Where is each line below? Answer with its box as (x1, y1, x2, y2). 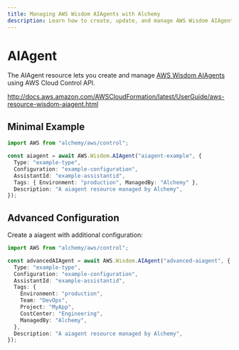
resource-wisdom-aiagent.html (7, 100, 99, 109)
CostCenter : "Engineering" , (20, 310, 103, 317)
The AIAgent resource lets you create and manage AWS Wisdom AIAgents (7, 71, 225, 80)
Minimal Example (7, 120, 85, 132)
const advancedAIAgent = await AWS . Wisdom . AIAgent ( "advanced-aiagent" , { (7, 257, 231, 264)
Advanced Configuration (7, 211, 119, 224)
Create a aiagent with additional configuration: (7, 230, 144, 239)
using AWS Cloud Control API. (7, 79, 95, 87)
